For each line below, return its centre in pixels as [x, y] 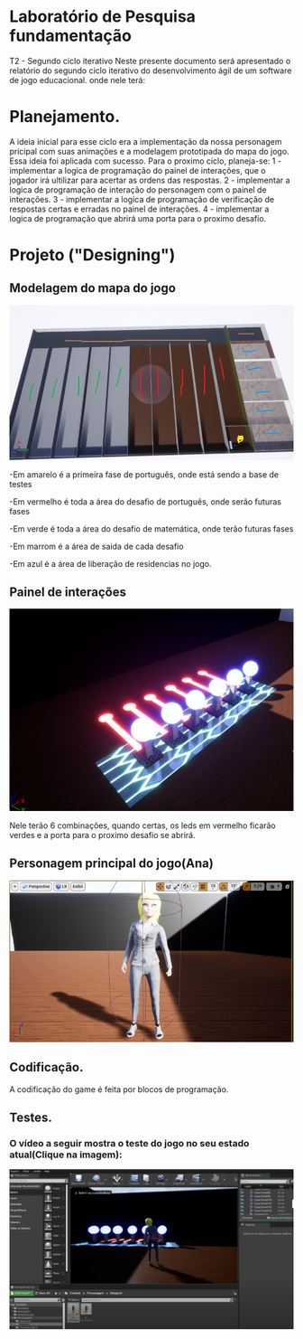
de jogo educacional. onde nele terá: [78, 80]
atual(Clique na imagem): [66, 1155]
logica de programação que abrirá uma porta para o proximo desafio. [138, 218]
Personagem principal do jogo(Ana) [111, 864]
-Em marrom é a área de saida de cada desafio [96, 546]
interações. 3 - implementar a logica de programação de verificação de [142, 199]
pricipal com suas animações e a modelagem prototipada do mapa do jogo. [150, 151]
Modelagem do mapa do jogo [92, 288]
